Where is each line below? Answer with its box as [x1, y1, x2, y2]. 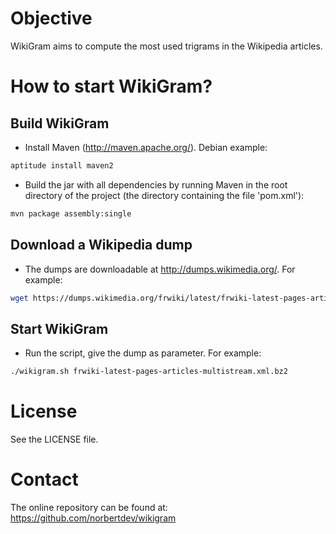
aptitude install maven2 [10, 160, 114, 171]
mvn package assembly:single [10, 208, 132, 219]
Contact [10, 468, 79, 491]
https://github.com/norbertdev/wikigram [10, 512, 177, 524]
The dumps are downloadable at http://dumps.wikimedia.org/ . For [24, 263, 296, 275]
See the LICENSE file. [10, 433, 99, 445]
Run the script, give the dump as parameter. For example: [24, 347, 262, 359]
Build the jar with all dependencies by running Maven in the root [24, 178, 288, 191]
